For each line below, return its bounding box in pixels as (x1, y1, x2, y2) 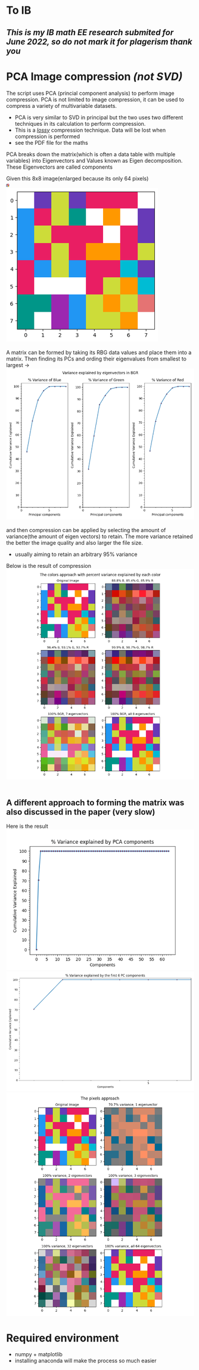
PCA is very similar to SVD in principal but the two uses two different (14, 114, 184, 121)
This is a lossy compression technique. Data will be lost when (14, 126, 166, 133)
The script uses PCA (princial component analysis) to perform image (6, 89, 175, 97)
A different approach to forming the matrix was (6, 797, 185, 807)
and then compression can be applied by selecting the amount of (6, 527, 166, 534)
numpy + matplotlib (14, 1351, 63, 1358)
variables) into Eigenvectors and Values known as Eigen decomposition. (6, 157, 183, 164)
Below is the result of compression (6, 563, 91, 570)
